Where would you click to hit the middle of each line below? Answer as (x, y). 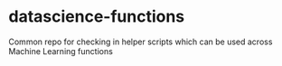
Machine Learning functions (61, 51)
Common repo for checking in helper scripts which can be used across (141, 42)
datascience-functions (97, 17)
